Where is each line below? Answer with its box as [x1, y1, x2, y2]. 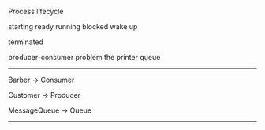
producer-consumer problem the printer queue [8, 53, 161, 61]
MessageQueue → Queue [8, 106, 92, 115]
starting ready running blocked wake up [8, 22, 138, 31]
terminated [8, 37, 44, 46]
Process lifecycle [8, 7, 64, 16]
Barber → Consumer [8, 75, 75, 84]
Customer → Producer [8, 91, 81, 99]
